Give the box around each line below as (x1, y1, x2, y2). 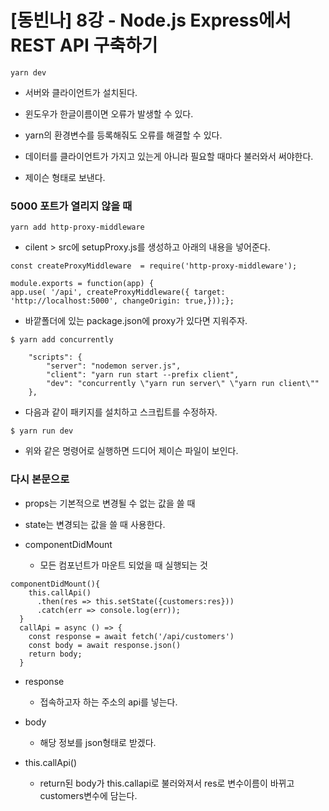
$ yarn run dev (10, 426, 74, 436)
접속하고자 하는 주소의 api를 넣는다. (39, 696, 178, 708)
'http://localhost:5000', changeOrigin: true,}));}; (10, 296, 235, 306)
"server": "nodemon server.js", (46, 361, 182, 371)
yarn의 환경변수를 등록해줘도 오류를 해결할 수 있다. (24, 129, 223, 141)
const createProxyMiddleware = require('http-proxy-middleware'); (10, 261, 298, 271)
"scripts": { (28, 352, 83, 363)
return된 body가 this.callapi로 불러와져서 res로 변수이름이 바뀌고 (39, 777, 295, 789)
